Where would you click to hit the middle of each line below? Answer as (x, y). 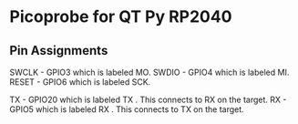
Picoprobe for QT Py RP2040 (121, 17)
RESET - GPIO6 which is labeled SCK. (80, 82)
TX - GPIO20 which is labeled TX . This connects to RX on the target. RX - (148, 99)
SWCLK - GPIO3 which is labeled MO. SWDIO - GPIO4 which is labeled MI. (149, 72)
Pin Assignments (59, 51)
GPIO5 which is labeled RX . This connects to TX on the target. (127, 109)
